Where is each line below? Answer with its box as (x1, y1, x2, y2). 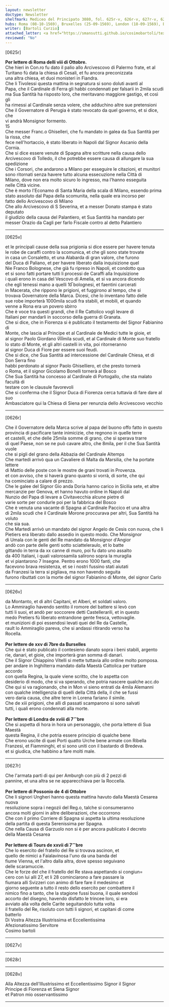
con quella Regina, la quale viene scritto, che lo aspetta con (5, 673, 129, 679)
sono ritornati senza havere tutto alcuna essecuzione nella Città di (5, 171, 142, 177)
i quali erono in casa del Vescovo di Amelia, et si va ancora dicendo (5, 275, 145, 282)
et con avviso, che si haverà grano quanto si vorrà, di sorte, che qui (5, 472, 145, 478)
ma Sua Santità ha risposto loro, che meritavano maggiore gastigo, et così (5, 91, 158, 97)
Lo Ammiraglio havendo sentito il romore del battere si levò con (5, 604, 136, 610)
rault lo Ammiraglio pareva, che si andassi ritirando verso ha (5, 625, 130, 631)
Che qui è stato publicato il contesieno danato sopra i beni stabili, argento (5, 646, 157, 653)
